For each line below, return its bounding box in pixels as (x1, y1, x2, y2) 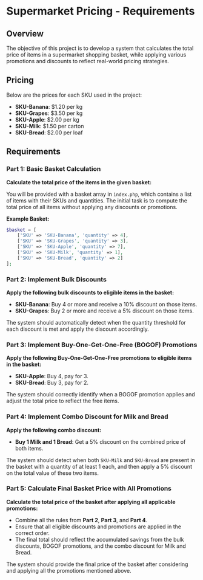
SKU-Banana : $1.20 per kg (15, 103, 83, 110)
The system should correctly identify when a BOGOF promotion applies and (6, 391, 195, 398)
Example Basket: (6, 215, 50, 223)
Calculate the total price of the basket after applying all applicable (6, 498, 176, 505)
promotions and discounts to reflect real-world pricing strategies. (6, 58, 170, 64)
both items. (15, 444, 44, 452)
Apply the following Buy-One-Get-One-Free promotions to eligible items (6, 354, 192, 362)
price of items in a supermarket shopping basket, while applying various (6, 51, 187, 58)
